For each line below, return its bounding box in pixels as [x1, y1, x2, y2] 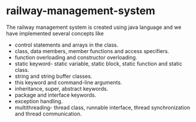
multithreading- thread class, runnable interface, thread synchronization [14, 104, 191, 111]
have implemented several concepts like [6, 29, 104, 37]
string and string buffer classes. [14, 72, 93, 80]
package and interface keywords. [14, 91, 96, 98]
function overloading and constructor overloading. [14, 54, 138, 61]
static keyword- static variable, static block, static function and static [14, 60, 182, 67]
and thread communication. [14, 110, 82, 117]
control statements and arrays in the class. [14, 41, 119, 48]
